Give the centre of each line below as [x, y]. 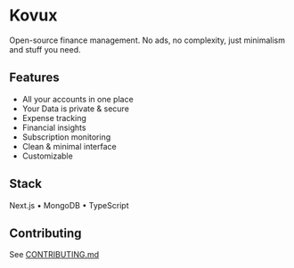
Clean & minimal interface [69, 146]
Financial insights [54, 127]
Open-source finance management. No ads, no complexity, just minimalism [147, 40]
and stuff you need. [45, 49]
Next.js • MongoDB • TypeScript [69, 205]
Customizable [47, 156]
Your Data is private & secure [75, 109]
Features [34, 78]
